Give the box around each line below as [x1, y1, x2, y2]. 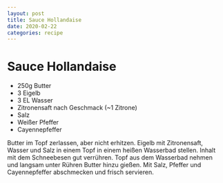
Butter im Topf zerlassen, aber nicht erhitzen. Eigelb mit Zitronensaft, [7, 139, 204, 147]
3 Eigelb [17, 89, 41, 97]
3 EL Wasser [17, 96, 53, 105]
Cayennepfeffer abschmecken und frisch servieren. [7, 168, 154, 176]
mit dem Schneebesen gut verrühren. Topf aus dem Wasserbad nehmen [7, 153, 213, 162]
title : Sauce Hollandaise [7, 17, 81, 23]
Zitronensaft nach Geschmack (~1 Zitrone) [17, 104, 138, 112]
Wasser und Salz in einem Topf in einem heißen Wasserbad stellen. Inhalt [7, 146, 216, 155]
